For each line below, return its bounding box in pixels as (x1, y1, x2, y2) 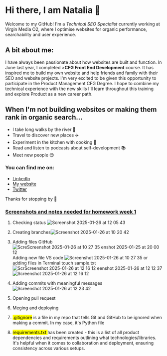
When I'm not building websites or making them (5, 106, 157, 114)
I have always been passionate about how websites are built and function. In (5, 59, 162, 65)
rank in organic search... (5, 113, 83, 121)
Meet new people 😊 (12, 152, 54, 158)
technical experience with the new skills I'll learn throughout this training (5, 86, 154, 92)
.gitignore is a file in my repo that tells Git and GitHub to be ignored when (12, 315, 162, 321)
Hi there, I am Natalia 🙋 (5, 4, 101, 16)
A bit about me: (5, 46, 54, 54)
